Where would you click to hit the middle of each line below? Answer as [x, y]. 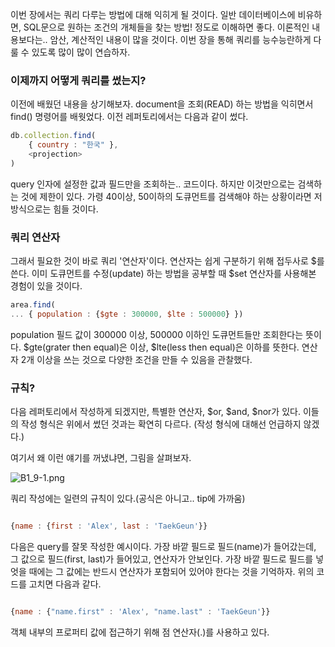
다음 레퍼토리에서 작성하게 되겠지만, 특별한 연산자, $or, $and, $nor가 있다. [155, 412]
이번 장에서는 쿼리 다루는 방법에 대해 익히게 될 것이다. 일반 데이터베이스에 [153, 14]
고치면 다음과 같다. [65, 584]
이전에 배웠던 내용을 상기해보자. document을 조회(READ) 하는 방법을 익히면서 [162, 104]
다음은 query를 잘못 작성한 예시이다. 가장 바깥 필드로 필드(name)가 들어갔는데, [163, 547]
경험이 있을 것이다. [46, 286]
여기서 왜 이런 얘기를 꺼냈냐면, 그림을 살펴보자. [101, 458]
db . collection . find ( [53, 136]
